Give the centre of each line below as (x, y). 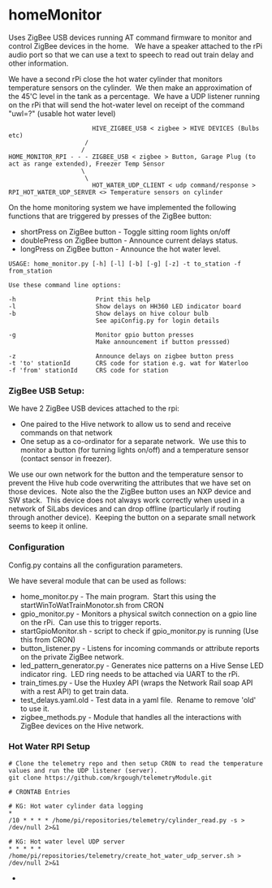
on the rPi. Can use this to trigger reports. (91, 622)
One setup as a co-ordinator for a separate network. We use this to (133, 442)
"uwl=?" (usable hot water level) (62, 113)
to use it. (35, 709)
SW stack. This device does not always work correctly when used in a (127, 500)
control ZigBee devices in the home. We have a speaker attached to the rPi (135, 45)
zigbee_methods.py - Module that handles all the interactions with (131, 717)
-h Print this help (80, 299)
